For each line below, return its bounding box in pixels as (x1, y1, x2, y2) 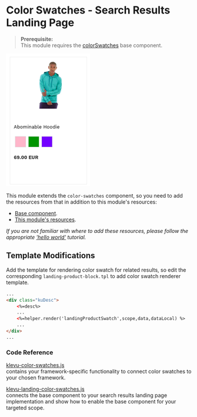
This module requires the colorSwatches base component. (20, 42, 163, 49)
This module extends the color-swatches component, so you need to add (6, 192, 183, 199)
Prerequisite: (20, 35, 54, 42)
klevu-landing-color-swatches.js (6, 386, 85, 393)
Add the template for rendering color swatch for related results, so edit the (6, 266, 186, 273)
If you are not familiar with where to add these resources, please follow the (6, 227, 189, 234)
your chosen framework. (6, 374, 66, 381)
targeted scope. (6, 404, 45, 412)
